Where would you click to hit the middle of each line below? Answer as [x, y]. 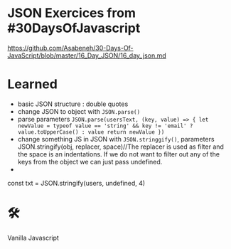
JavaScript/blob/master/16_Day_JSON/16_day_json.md [87, 55]
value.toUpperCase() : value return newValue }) [91, 132]
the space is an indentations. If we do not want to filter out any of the [119, 154]
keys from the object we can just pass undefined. [90, 161]
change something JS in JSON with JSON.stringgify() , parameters [116, 139]
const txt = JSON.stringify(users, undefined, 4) [76, 183]
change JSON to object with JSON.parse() [79, 111]
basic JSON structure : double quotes [73, 104]
